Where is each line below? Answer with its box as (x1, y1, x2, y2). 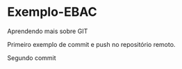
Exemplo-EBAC (7, 4, 97, 20)
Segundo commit (7, 53, 57, 62)
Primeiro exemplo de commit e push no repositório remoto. (7, 40, 176, 48)
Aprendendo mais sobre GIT (7, 27, 88, 35)
